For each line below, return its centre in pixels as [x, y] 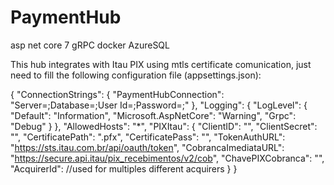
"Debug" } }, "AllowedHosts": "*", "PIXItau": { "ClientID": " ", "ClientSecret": [164, 126]
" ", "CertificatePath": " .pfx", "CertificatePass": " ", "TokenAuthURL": [148, 137]
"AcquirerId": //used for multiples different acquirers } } [124, 168]
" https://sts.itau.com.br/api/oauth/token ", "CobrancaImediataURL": [147, 147]
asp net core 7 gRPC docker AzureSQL [90, 45]
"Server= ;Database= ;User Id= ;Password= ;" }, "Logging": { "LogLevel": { [159, 105]
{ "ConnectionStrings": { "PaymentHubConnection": [117, 94]
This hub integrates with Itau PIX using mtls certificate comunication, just [161, 64]
